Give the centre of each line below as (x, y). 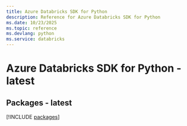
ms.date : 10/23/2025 (32, 22)
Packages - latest (39, 103)
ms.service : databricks (36, 39)
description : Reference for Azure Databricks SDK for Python (83, 17)
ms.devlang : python (30, 34)
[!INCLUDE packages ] (33, 117)
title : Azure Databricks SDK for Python (57, 12)
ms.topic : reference (32, 28)
